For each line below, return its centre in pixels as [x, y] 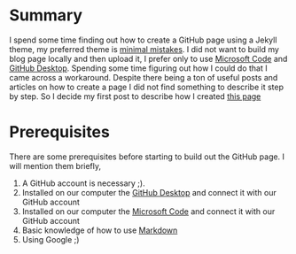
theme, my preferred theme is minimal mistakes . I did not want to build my [144, 49]
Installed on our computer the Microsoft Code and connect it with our [148, 211]
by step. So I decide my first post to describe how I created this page [135, 96]
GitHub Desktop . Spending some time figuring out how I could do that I [138, 68]
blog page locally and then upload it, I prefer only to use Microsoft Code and [148, 58]
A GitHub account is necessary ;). [83, 183]
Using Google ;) [51, 239]
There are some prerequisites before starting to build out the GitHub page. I [147, 157]
